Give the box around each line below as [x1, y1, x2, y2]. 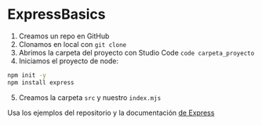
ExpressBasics [7, 5, 106, 23]
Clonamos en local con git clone [18, 39, 127, 48]
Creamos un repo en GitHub [18, 31, 110, 41]
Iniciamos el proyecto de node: [18, 56, 119, 66]
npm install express [7, 78, 75, 87]
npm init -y [7, 71, 46, 79]
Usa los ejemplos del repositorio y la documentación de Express [7, 108, 215, 117]
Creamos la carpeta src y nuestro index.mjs [18, 92, 162, 102]
